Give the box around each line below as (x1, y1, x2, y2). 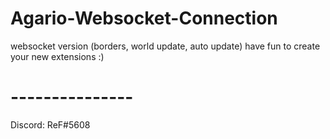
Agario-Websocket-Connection (10, 7, 278, 30)
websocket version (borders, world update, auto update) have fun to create (10, 40, 321, 52)
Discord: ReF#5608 (10, 118, 91, 131)
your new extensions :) (10, 50, 105, 62)
